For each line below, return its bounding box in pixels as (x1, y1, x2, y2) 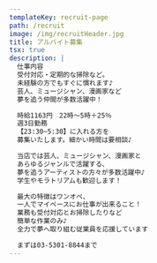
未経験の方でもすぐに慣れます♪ (17, 79, 113, 87)
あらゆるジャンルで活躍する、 (17, 160, 109, 169)
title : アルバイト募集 (9, 37, 84, 47)
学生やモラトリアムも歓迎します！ (17, 176, 122, 185)
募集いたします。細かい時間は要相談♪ (17, 136, 132, 145)
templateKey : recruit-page (9, 12, 108, 22)
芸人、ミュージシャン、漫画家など (17, 86, 122, 95)
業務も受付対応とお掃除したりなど (17, 208, 123, 217)
